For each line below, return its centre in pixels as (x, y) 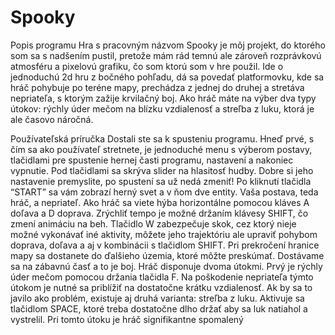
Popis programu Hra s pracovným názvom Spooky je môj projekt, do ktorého (168, 45)
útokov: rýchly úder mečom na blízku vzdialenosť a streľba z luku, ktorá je (162, 108)
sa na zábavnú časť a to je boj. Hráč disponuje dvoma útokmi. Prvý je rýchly (166, 266)
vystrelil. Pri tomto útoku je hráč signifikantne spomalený (127, 319)
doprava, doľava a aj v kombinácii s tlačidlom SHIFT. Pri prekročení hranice (165, 245)
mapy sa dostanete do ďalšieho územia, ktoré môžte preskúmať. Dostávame (167, 255)
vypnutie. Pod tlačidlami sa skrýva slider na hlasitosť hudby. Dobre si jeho (162, 170)
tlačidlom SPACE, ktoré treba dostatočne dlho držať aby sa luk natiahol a (159, 308)
